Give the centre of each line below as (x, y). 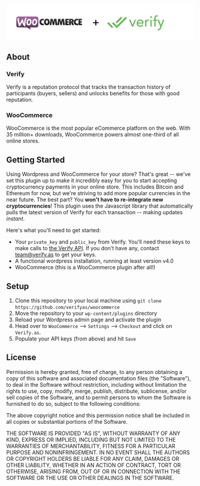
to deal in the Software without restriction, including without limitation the (96, 384)
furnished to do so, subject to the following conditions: (73, 403)
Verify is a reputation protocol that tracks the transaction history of (88, 87)
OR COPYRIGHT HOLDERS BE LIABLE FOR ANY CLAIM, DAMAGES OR (93, 458)
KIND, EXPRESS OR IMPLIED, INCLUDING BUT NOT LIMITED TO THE (91, 439)
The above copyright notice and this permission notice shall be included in (98, 415)
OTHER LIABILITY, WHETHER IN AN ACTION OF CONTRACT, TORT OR (93, 465)
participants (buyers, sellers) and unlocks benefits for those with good (93, 93)
